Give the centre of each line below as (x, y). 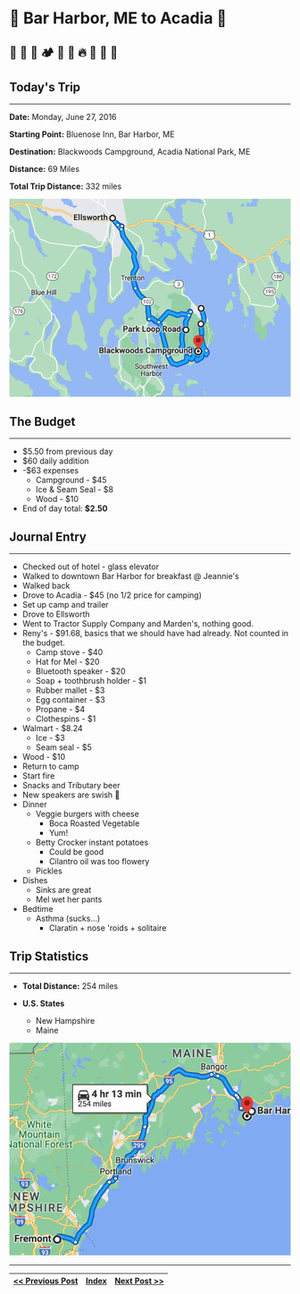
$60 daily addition (55, 461)
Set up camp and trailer (65, 605)
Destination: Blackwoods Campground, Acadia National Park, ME (130, 152)
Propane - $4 (60, 710)
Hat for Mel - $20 (67, 662)
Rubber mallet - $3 (70, 690)
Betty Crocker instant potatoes (92, 843)
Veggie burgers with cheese (87, 814)
